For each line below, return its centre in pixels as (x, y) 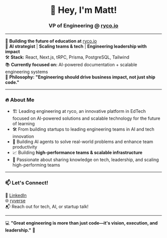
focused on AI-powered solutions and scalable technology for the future (86, 118)
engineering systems (27, 72)
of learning (23, 123)
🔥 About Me (20, 100)
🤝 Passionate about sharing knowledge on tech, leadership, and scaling (85, 159)
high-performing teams (36, 165)
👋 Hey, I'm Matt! (83, 10)
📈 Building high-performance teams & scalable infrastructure (77, 152)
